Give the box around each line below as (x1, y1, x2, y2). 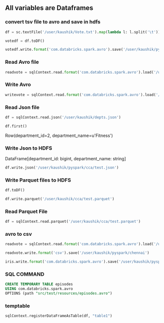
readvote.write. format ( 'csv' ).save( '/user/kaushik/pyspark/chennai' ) (5, 250, 150, 255)
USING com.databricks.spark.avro (5, 286, 73, 291)
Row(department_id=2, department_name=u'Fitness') (5, 133, 113, 138)
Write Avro (5, 81, 31, 88)
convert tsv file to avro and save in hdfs (5, 19, 101, 25)
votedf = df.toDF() (5, 38, 45, 43)
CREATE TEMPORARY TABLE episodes (5, 282, 73, 287)
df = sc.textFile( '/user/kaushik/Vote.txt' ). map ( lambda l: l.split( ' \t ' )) (5, 29, 161, 35)
